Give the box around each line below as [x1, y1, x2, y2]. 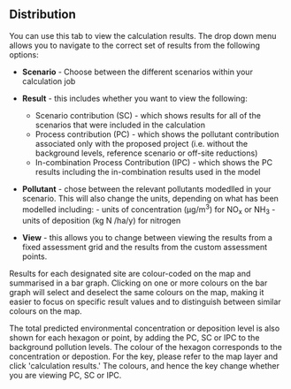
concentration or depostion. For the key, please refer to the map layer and [9, 351, 279, 362]
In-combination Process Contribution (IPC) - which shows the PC [34, 156, 272, 167]
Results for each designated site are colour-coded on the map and [9, 269, 251, 279]
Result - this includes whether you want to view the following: [21, 93, 248, 103]
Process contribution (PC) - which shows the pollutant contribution [34, 128, 280, 140]
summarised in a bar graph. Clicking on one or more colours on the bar [9, 278, 268, 288]
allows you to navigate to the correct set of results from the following [9, 40, 261, 50]
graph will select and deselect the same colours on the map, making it [9, 287, 264, 298]
